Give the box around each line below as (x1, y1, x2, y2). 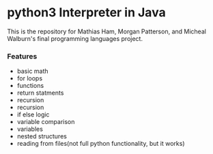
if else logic (16, 110, 50, 119)
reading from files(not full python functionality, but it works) (16, 140, 186, 148)
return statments (16, 89, 64, 97)
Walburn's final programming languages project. (7, 34, 143, 42)
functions (16, 82, 44, 90)
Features (7, 51, 38, 61)
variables (16, 125, 43, 134)
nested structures (16, 132, 67, 140)
